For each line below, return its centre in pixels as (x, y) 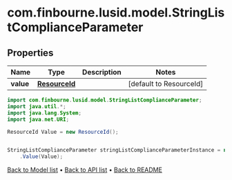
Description (102, 72)
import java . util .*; (37, 106)
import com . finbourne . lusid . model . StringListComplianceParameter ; (105, 100)
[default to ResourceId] (166, 84)
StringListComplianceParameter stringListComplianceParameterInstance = (114, 150)
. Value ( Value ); (41, 157)
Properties (30, 53)
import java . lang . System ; (44, 113)
